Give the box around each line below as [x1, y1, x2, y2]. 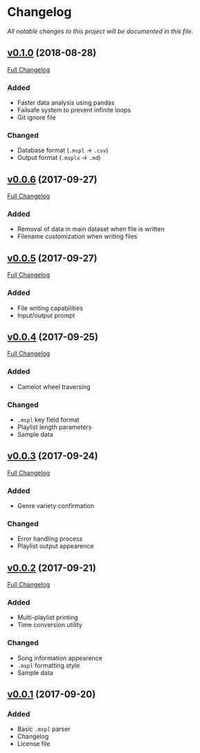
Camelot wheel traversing [17, 382, 91, 391]
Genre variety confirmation [17, 502, 95, 510]
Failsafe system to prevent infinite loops [17, 106, 131, 114]
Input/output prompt [17, 311, 75, 319]
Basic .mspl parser [17, 725, 71, 734]
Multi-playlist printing [17, 613, 78, 622]
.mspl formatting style [17, 661, 80, 669]
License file [17, 740, 51, 748]
